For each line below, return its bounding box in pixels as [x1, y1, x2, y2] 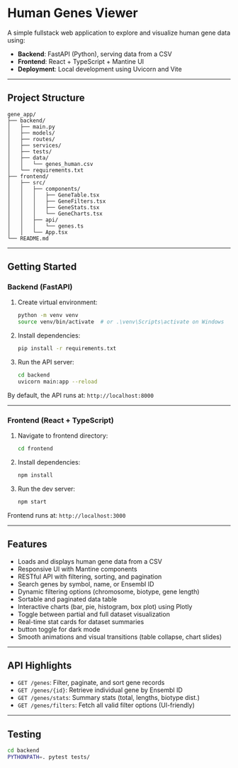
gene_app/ [7, 111, 37, 118]
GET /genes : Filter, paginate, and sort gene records [17, 679, 165, 687]
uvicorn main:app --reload [17, 378, 98, 385]
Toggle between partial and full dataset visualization [17, 610, 170, 618]
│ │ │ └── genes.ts [7, 222, 84, 230]
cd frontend [17, 445, 53, 452]
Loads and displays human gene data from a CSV [17, 557, 163, 565]
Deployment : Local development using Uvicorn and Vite [17, 65, 182, 73]
